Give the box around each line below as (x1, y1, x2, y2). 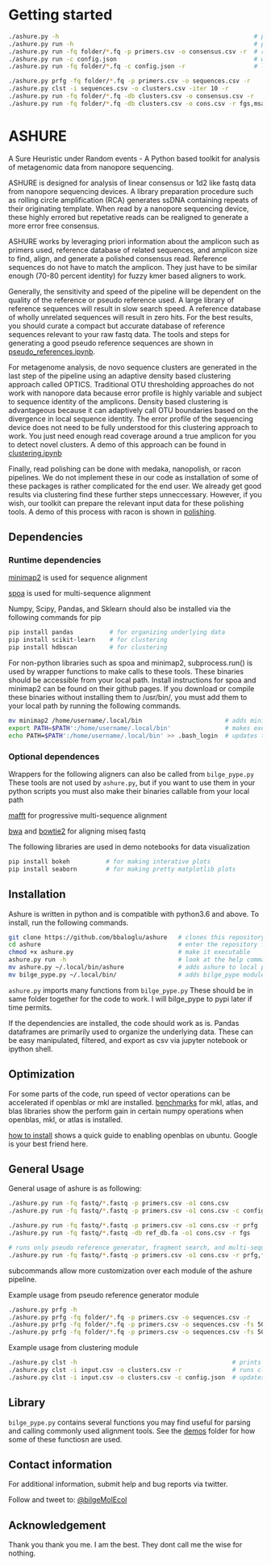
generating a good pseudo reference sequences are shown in (8, 338, 214, 348)
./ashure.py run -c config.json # (8, 55, 258, 63)
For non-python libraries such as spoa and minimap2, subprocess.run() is (8, 658, 252, 668)
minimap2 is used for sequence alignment (8, 572, 148, 583)
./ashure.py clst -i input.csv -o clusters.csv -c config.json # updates (8, 1373, 265, 1382)
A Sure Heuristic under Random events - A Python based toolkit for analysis (8, 154, 261, 163)
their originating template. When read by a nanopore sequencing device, (8, 204, 249, 213)
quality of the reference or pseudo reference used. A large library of (8, 295, 235, 305)
